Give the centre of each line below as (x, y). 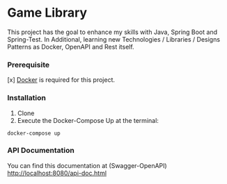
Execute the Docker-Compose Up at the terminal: (88, 120)
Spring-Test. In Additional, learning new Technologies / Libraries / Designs (114, 39)
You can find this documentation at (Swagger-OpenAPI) (87, 165)
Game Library (47, 13)
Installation (27, 98)
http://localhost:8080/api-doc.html (57, 173)
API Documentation (41, 151)
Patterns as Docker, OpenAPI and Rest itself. (71, 47)
